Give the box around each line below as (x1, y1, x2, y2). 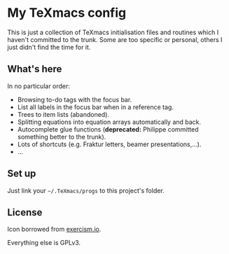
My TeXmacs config (7, 5, 127, 21)
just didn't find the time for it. (7, 43, 91, 51)
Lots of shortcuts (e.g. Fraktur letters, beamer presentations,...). (17, 140, 202, 148)
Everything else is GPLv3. (7, 239, 81, 247)
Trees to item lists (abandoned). (17, 110, 110, 118)
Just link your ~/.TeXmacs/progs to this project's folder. (7, 186, 165, 195)
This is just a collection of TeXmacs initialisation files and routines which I (7, 28, 219, 36)
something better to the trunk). (17, 132, 106, 141)
